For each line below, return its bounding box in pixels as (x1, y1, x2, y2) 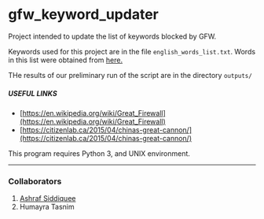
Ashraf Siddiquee (19, 194, 76, 203)
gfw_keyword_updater (8, 6, 159, 24)
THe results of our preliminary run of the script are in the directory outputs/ (8, 70, 253, 80)
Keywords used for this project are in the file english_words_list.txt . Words (8, 46, 256, 56)
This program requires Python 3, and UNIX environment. (8, 148, 191, 158)
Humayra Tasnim (19, 202, 75, 212)
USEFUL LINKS (8, 88, 57, 98)
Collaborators (8, 176, 62, 187)
